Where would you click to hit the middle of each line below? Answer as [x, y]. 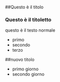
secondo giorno [28, 74]
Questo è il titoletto [28, 20]
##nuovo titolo [20, 60]
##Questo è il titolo [24, 7]
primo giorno [25, 69]
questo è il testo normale [30, 30]
